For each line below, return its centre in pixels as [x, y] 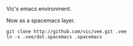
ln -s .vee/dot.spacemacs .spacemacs [54, 37]
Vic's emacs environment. [39, 9]
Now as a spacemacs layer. [41, 20]
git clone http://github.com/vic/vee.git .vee [66, 31]
